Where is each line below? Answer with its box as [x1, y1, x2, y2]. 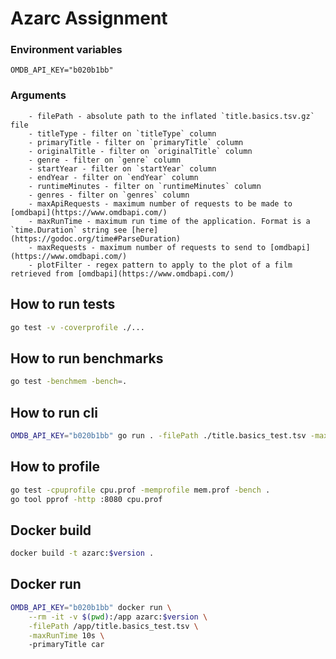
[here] [131, 225, 159, 235]
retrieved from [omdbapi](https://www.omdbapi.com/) [10, 268, 235, 279]
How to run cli [10, 404, 98, 421]
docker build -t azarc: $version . [10, 548, 155, 559]
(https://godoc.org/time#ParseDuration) [10, 233, 182, 244]
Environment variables [10, 43, 123, 57]
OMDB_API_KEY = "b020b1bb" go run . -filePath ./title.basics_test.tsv [10, 430, 307, 441]
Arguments [10, 88, 67, 102]
